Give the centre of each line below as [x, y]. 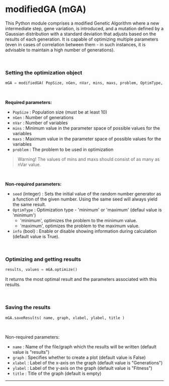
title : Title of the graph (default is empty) [57, 373]
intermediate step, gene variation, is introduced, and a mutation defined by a [84, 28]
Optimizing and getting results [43, 259]
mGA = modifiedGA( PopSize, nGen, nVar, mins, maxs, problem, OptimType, [84, 83]
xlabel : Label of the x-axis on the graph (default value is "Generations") [88, 363]
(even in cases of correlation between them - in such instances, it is [75, 44]
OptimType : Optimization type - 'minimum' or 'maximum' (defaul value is [87, 210]
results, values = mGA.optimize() [41, 270]
